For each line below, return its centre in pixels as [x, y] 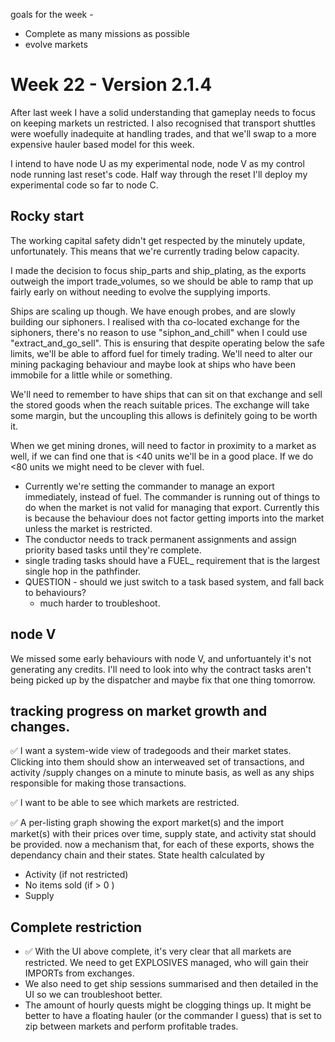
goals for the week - [52, 14]
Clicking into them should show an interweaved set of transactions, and [157, 762]
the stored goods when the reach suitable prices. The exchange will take [160, 405]
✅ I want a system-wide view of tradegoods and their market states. [151, 751]
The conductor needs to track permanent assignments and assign [160, 539]
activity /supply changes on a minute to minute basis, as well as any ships [162, 773]
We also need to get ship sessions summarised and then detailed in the [171, 984]
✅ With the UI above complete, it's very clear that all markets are [158, 951]
